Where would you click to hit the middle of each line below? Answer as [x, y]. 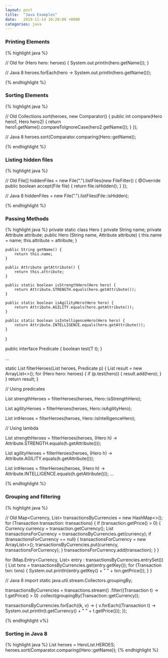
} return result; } [22, 379]
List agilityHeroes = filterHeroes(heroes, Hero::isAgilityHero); [69, 409]
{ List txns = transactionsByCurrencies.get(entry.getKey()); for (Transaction [83, 565]
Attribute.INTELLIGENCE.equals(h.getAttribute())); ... [60, 474]
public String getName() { [34, 250]
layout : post [19, 10]
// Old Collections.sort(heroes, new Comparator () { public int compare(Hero [84, 116]
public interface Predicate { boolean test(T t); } [54, 349]
